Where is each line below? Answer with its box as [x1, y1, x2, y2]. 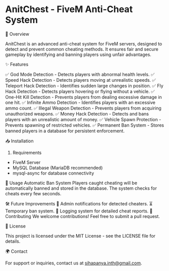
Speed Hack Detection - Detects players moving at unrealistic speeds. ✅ [5, 77, 156, 83]
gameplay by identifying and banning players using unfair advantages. [5, 51, 151, 58]
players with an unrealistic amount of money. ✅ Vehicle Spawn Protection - [5, 116, 161, 122]
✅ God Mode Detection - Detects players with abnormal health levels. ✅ [5, 71, 155, 77]
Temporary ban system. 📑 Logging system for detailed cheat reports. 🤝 [5, 208, 153, 214]
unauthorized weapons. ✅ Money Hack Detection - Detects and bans [5, 111, 149, 117]
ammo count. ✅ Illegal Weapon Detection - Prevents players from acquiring [5, 105, 161, 111]
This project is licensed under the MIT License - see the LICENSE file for [5, 233, 155, 239]
